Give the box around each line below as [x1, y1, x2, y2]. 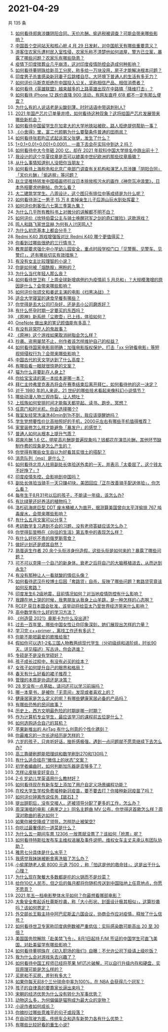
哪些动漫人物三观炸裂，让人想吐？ [15, 394, 85, 399]
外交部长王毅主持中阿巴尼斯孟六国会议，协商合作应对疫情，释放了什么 [15, 911, 158, 917]
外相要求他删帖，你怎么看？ [19, 184, 76, 190]
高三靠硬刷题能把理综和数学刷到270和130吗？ [15, 751, 108, 757]
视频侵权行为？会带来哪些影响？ [15, 350, 80, 356]
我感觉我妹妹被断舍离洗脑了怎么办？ [15, 855, 89, 861]
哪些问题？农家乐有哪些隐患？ [24, 55, 85, 61]
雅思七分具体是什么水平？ [15, 849, 67, 855]
